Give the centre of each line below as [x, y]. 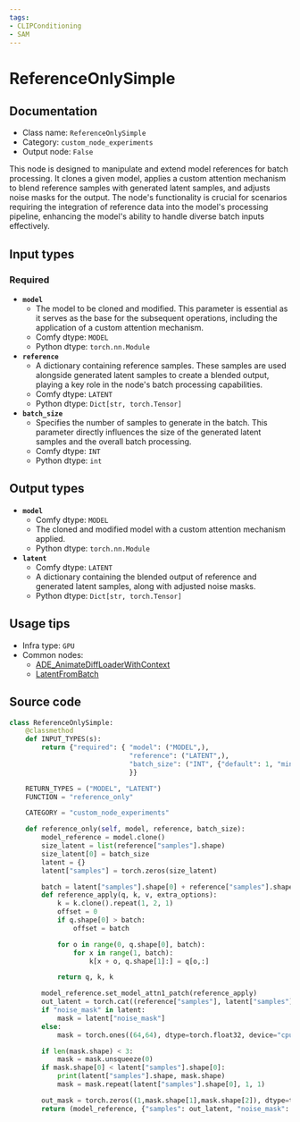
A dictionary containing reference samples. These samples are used [161, 366]
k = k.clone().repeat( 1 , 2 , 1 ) [115, 904]
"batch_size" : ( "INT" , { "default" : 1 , [201, 764]
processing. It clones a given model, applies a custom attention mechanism [148, 179]
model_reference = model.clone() [104, 838]
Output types [47, 489]
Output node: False [58, 152]
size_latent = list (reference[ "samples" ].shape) [133, 846]
